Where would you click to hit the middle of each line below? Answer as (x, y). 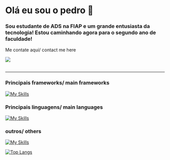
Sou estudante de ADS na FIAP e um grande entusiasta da (78, 26)
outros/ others (23, 131)
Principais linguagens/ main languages (54, 107)
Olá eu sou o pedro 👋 (49, 10)
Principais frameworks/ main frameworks (57, 83)
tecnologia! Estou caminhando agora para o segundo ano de (81, 33)
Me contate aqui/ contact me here (41, 50)
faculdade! (19, 39)
